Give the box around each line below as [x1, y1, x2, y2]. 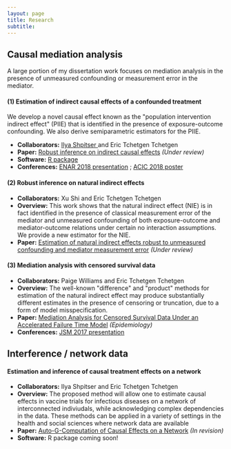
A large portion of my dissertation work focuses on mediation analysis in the [7, 67, 223, 75]
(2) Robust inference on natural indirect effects [7, 178, 145, 187]
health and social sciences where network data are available [17, 419, 190, 428]
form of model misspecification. [17, 305, 108, 314]
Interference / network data [7, 348, 129, 360]
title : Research [7, 17, 54, 23]
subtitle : [7, 23, 36, 30]
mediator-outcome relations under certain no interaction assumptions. [17, 223, 217, 231]
